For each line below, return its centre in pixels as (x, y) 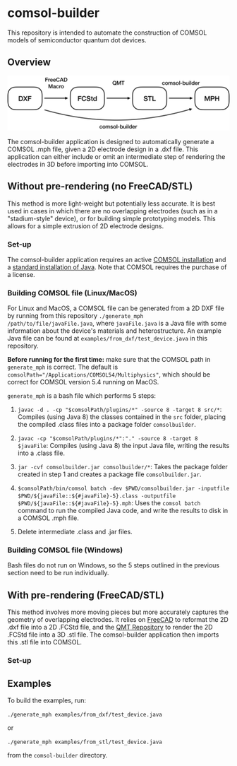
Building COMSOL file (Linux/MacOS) (72, 293)
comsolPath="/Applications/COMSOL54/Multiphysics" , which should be (109, 375)
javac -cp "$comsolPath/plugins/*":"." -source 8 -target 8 (108, 439)
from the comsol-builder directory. (57, 755)
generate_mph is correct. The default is (63, 367)
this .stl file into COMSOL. (45, 642)
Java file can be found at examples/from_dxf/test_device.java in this (108, 338)
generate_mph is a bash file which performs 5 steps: (82, 396)
